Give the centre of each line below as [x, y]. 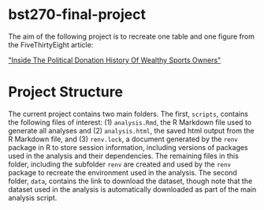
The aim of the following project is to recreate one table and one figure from [131, 36]
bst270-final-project [77, 15]
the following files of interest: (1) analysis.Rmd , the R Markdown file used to [130, 122]
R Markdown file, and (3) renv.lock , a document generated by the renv [123, 139]
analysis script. [33, 197]
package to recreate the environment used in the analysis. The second [123, 172]
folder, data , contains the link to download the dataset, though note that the [130, 181]
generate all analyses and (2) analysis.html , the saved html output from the [131, 130]
